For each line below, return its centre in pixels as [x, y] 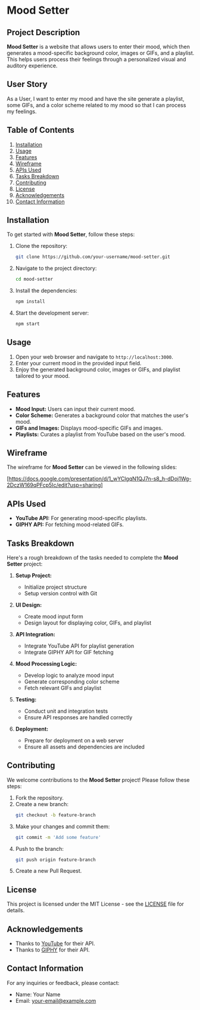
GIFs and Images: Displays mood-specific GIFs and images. [89, 428]
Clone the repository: [41, 246]
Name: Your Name [38, 994]
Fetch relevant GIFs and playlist [63, 688]
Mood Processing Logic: [46, 664]
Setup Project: [34, 575]
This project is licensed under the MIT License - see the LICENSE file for [95, 904]
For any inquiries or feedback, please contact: [63, 983]
